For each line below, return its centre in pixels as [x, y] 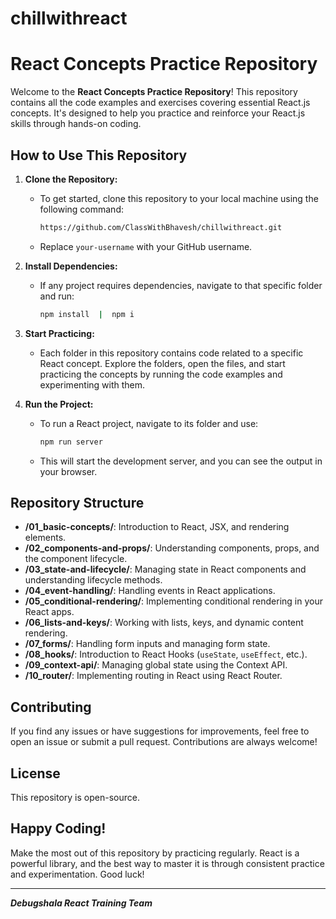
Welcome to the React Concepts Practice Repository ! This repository [154, 92]
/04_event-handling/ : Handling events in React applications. [150, 591]
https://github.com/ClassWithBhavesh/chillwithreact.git [161, 227]
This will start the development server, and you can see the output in [181, 461]
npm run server [71, 442]
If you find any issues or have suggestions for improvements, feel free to [160, 731]
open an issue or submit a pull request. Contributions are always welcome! [164, 742]
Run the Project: [59, 404]
